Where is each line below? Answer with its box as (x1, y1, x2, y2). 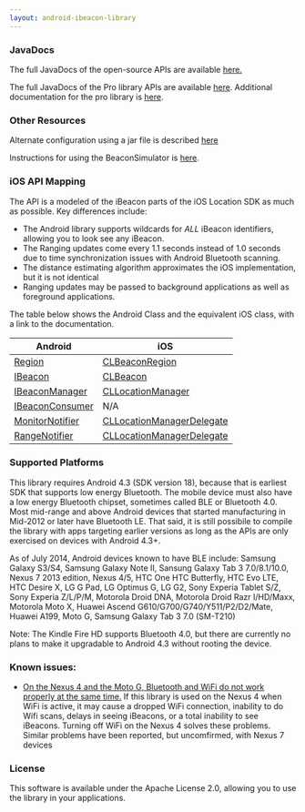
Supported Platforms (9, 456, 105, 469)
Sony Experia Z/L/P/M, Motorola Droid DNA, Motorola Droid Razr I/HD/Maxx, (9, 591, 296, 602)
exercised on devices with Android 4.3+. (9, 534, 161, 546)
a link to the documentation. (9, 318, 115, 329)
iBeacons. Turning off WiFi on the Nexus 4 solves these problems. (22, 720, 271, 731)
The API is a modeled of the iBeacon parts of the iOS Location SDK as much (9, 196, 295, 207)
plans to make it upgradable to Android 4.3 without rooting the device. (9, 638, 272, 649)
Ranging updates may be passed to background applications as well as (22, 281, 290, 292)
